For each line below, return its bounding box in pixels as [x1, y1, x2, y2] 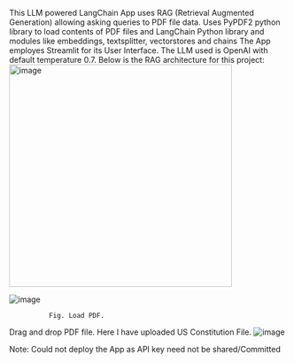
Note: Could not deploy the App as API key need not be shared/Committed [9, 344, 281, 354]
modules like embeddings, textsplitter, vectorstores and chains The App [9, 35, 272, 46]
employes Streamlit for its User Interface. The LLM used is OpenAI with [9, 45, 268, 56]
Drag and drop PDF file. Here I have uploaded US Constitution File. [9, 327, 252, 337]
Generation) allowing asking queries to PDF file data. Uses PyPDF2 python [9, 17, 281, 27]
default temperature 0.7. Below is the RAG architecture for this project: [9, 55, 265, 65]
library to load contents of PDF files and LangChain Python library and [9, 27, 265, 36]
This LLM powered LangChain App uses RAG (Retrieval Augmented [9, 8, 255, 18]
